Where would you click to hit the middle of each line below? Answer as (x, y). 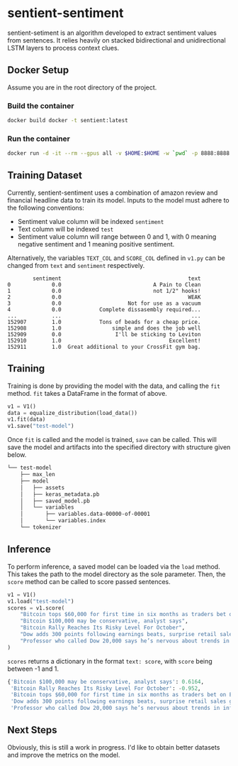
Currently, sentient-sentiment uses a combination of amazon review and (113, 193)
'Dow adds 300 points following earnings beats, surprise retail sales (118, 701)
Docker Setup (38, 70)
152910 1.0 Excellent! (104, 340)
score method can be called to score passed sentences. (89, 581)
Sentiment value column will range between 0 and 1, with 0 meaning (117, 237)
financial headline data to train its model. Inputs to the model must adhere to (119, 200)
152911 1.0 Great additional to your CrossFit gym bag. (104, 347)
